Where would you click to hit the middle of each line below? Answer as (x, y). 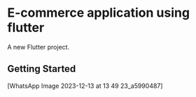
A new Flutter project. (38, 47)
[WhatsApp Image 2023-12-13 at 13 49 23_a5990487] (85, 86)
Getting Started (42, 69)
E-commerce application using (99, 13)
